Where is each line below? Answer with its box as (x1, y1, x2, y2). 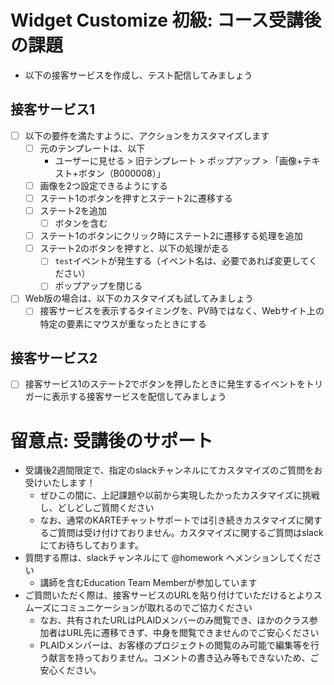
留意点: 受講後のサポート (10, 429, 213, 452)
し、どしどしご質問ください (39, 502, 155, 514)
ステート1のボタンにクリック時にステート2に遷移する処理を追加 (39, 230, 303, 242)
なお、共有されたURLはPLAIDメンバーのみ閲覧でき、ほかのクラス (39, 614, 310, 626)
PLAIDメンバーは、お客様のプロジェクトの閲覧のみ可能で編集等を (39, 639, 311, 651)
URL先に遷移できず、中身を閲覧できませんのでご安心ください (66, 627, 320, 639)
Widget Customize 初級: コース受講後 (10, 9, 322, 32)
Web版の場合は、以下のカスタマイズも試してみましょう (24, 292, 254, 305)
